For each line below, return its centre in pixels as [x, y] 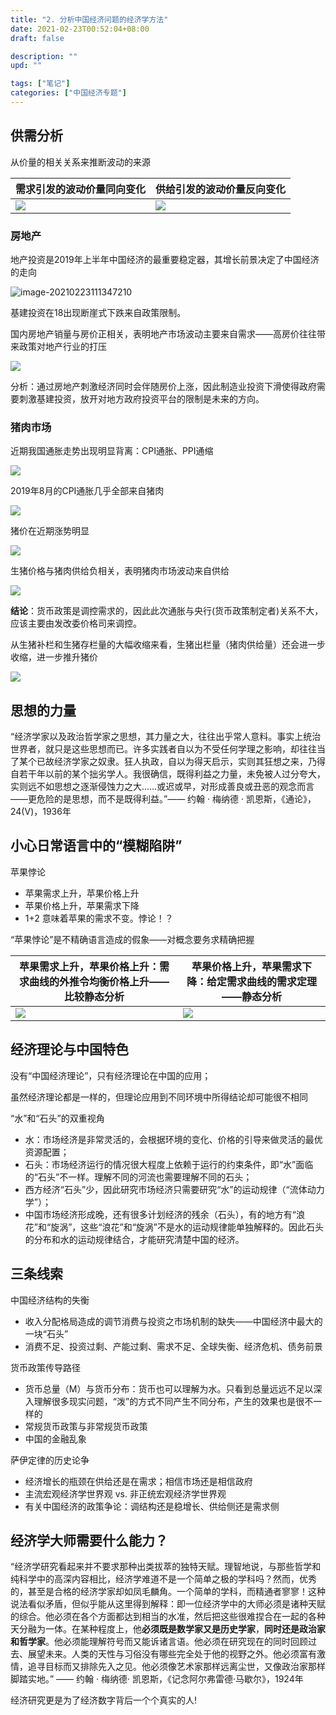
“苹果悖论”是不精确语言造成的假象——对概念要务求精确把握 [132, 939]
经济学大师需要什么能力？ [89, 1540]
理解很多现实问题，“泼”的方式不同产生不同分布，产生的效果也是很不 [173, 1401]
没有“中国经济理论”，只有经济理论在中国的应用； [111, 1075]
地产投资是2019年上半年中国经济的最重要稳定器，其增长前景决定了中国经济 [165, 259]
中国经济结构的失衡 [50, 1300]
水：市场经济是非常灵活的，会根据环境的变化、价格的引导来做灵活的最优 [173, 1139]
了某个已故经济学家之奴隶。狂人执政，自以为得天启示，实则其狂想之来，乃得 [168, 762]
